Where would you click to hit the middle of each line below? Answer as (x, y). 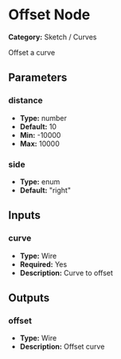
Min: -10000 (40, 135)
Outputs (29, 298)
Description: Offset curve (62, 347)
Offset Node (49, 15)
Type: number (43, 118)
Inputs (25, 215)
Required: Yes (43, 264)
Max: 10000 (39, 143)
